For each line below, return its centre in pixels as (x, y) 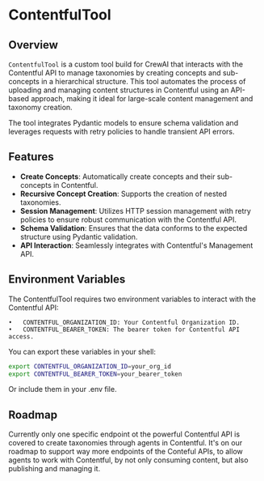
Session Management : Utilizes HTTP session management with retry (136, 211)
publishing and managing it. (54, 469)
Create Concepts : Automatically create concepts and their (117, 177)
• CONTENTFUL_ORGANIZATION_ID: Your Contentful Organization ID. (124, 322)
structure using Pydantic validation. (79, 236)
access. (21, 336)
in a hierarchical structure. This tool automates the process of (144, 81)
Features (31, 157)
